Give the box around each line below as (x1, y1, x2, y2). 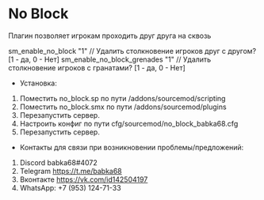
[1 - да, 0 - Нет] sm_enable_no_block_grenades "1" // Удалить (8, 55, 212, 64)
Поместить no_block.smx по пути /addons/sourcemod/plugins (19, 102, 228, 111)
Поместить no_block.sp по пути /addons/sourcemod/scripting (19, 93, 226, 103)
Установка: (19, 78, 57, 88)
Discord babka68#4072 (19, 157, 98, 167)
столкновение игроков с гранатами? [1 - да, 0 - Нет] (8, 62, 186, 72)
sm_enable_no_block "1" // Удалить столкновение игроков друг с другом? (8, 46, 257, 55)
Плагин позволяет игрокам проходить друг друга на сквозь (8, 31, 212, 40)
